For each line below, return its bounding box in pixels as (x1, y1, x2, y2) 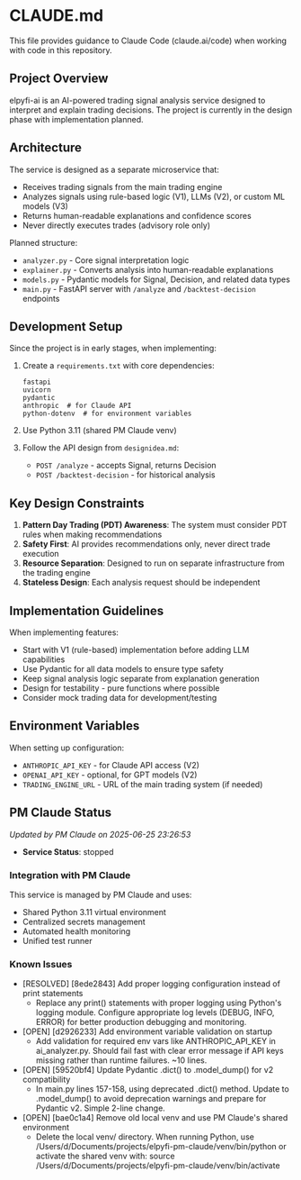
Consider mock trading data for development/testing (22, 693, 217, 703)
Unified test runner (22, 935, 93, 946)
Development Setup (9, 319, 123, 334)
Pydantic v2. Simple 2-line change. (35, 1103, 166, 1113)
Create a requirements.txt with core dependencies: (22, 360, 215, 371)
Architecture (9, 141, 83, 156)
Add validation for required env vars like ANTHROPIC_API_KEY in (35, 1036, 277, 1047)
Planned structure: (9, 237, 78, 248)
